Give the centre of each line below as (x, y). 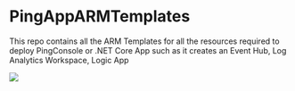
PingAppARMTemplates (100, 17)
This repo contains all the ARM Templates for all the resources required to (144, 41)
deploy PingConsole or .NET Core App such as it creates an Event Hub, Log (148, 50)
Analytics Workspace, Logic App (69, 60)
